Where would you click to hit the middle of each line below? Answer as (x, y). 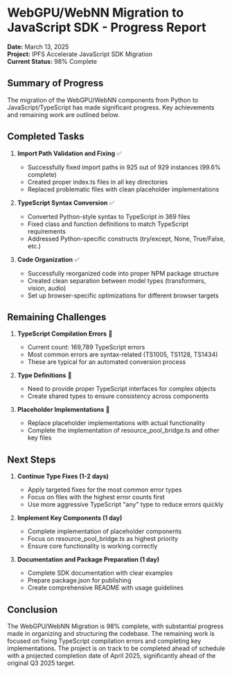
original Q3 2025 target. (41, 663)
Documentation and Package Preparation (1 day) (88, 560)
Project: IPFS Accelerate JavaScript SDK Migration (80, 54)
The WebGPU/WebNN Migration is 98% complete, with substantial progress (115, 626)
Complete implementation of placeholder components (105, 531)
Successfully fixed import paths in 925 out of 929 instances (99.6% (124, 167)
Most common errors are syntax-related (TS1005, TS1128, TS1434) (123, 354)
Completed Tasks (46, 137)
